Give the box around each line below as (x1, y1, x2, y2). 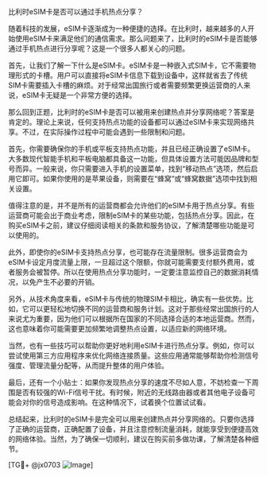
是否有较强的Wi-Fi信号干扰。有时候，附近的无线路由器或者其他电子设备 (14, 388, 249, 397)
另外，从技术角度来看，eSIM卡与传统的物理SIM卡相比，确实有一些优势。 (8, 294, 246, 304)
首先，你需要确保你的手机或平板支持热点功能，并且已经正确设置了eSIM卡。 (8, 144, 255, 153)
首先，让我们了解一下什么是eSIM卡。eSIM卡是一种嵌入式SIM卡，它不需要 (8, 60, 250, 70)
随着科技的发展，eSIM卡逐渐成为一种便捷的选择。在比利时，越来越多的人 (8, 24, 248, 33)
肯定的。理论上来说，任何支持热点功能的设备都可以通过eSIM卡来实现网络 (8, 118, 248, 126)
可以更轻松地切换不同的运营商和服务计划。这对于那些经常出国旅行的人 (29, 304, 259, 313)
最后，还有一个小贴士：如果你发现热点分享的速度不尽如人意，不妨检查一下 (8, 378, 252, 387)
